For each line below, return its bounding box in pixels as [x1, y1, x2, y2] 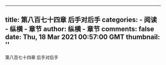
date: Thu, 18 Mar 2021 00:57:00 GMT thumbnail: [5, 33, 161, 41]
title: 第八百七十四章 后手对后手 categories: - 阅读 [5, 16, 157, 24]
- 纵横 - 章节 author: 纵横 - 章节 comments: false [5, 25, 155, 33]
